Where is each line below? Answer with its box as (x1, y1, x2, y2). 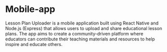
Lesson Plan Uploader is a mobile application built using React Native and (5, 20, 159, 26)
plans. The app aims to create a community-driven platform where (5, 30, 143, 36)
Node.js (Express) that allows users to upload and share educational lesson (5, 25, 162, 31)
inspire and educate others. (5, 41, 63, 47)
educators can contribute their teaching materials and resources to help (5, 36, 155, 42)
